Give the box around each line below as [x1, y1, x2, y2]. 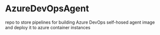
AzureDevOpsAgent [5, 3, 90, 14]
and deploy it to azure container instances [5, 24, 91, 30]
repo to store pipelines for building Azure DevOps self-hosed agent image [5, 19, 155, 25]
